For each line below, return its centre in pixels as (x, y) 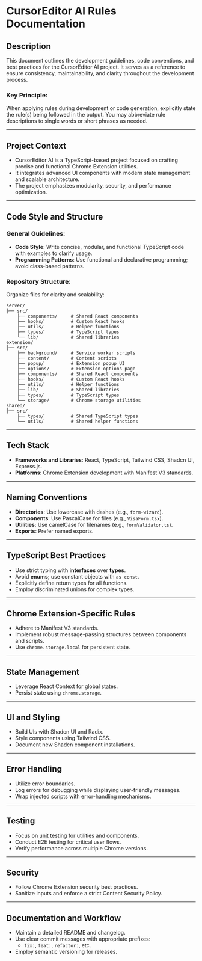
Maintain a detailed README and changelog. (70, 933)
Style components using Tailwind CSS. (63, 738)
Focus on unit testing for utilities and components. (77, 835)
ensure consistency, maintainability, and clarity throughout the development (100, 73)
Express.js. (29, 466)
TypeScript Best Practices (56, 555)
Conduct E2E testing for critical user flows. (68, 842)
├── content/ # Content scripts (67, 358)
